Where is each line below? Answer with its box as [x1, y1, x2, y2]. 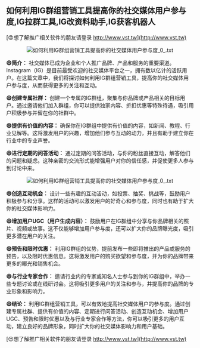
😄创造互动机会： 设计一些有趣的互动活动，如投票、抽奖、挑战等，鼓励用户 [6, 190, 190, 197]
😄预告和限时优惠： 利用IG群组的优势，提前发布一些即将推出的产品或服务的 [6, 245, 190, 252]
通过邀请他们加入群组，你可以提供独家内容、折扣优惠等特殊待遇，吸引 [16, 101, 189, 109]
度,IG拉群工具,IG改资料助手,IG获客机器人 [6, 17, 156, 27]
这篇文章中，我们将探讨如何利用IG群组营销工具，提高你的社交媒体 [21, 74, 184, 81]
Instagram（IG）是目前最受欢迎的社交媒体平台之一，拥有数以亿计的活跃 [6, 66, 183, 73]
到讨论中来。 [6, 164, 37, 171]
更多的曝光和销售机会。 [6, 260, 64, 267]
